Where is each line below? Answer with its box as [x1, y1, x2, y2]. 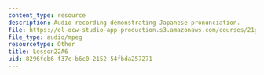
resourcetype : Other [8, 41, 76, 48]
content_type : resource [8, 11, 86, 20]
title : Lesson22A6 [8, 48, 68, 55]
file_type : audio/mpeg [8, 33, 82, 41]
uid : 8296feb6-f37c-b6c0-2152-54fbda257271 [8, 55, 153, 63]
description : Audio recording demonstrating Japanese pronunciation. [8, 19, 241, 27]
